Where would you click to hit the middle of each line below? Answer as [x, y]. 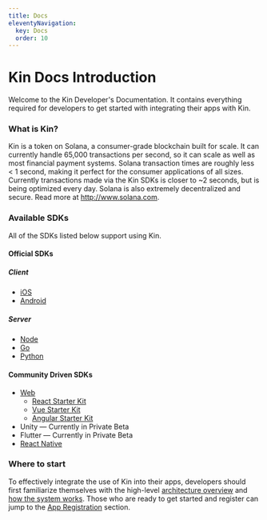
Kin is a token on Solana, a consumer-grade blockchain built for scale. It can [134, 146]
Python [32, 356]
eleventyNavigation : [43, 23]
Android [33, 301]
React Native [41, 443]
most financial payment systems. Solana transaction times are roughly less [131, 163]
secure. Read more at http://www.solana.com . [84, 198]
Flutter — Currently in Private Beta [76, 435]
